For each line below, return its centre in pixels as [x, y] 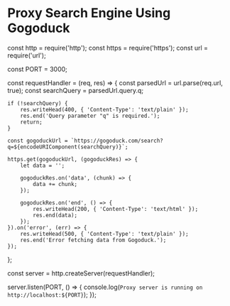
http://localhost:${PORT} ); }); [52, 294]
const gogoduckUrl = [38, 141]
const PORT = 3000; [37, 69]
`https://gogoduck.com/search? [117, 141]
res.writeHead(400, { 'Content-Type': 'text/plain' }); [105, 109]
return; [31, 122]
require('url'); [27, 55]
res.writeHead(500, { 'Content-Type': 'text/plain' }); [105, 234]
